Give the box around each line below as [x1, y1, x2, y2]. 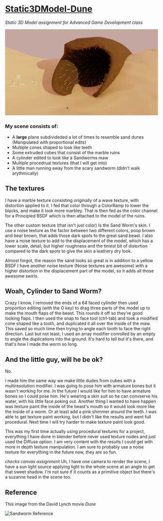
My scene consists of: [5, 123, 58, 130]
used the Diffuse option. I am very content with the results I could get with [5, 439, 153, 445]
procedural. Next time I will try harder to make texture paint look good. [5, 419, 146, 425]
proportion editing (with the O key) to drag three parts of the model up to [5, 305, 150, 311]
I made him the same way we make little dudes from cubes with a [5, 378, 136, 384]
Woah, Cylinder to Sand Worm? [5, 287, 102, 295]
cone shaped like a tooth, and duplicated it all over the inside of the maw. [5, 321, 151, 326]
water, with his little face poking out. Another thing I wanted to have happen [5, 398, 156, 404]
